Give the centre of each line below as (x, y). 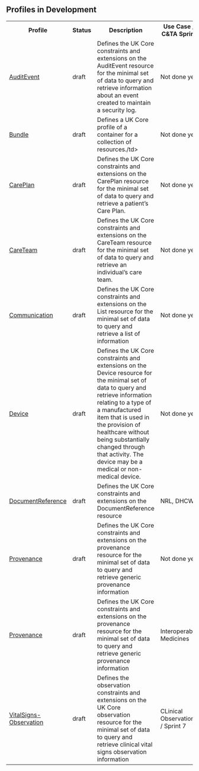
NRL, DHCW (177, 501)
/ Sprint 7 (173, 726)
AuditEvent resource (125, 66)
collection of (114, 142)
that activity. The (120, 454)
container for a (117, 134)
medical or (112, 469)
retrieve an (112, 265)
